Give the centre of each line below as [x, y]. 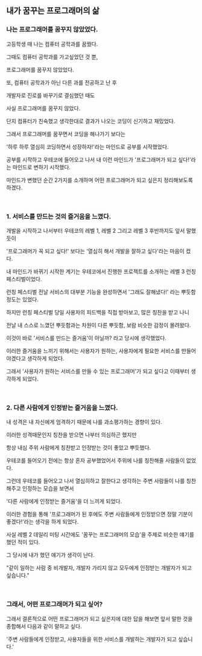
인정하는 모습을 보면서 [48, 489]
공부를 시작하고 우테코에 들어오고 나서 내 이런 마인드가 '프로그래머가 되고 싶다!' [99, 160]
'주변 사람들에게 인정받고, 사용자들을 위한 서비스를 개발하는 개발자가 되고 [91, 639]
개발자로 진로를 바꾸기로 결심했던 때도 [51, 95]
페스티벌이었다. [24, 279]
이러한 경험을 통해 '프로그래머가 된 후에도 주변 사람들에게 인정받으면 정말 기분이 [99, 514]
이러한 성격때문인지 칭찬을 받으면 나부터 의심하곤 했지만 [71, 435]
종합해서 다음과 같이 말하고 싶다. [44, 626]
